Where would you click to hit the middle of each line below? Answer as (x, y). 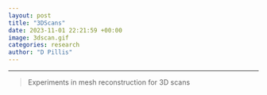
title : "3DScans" (37, 23)
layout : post (30, 15)
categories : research (44, 45)
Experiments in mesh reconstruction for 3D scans (109, 82)
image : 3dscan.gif (39, 38)
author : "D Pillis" (41, 52)
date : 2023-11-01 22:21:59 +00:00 (66, 30)
